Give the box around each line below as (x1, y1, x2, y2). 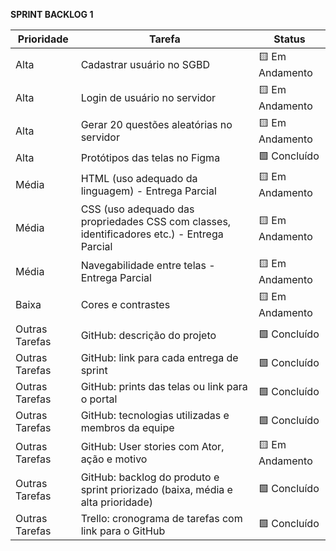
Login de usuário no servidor (80, 90, 217, 104)
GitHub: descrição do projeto (80, 329, 217, 342)
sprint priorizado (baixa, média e (80, 483, 233, 496)
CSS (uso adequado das (80, 202, 195, 216)
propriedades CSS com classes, (80, 215, 232, 228)
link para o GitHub (80, 524, 166, 538)
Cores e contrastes (80, 297, 171, 311)
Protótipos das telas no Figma (80, 150, 221, 164)
